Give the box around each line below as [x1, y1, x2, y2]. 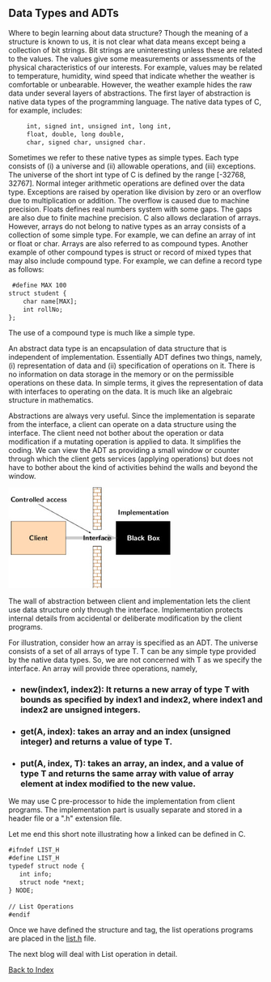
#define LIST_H [8, 854, 60, 862]
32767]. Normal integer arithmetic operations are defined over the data [8, 178, 245, 188]
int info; [19, 870, 53, 878]
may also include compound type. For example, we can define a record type [8, 255, 263, 266]
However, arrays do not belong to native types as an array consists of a [8, 221, 247, 231]
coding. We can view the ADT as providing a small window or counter [8, 445, 240, 455]
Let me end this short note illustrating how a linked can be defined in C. [8, 829, 246, 839]
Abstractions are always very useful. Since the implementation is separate [8, 411, 256, 421]
